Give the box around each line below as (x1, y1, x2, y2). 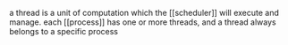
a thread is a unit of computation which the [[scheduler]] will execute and (9, 8, 280, 18)
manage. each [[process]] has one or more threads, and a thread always (9, 17, 276, 27)
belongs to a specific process (9, 26, 119, 36)
